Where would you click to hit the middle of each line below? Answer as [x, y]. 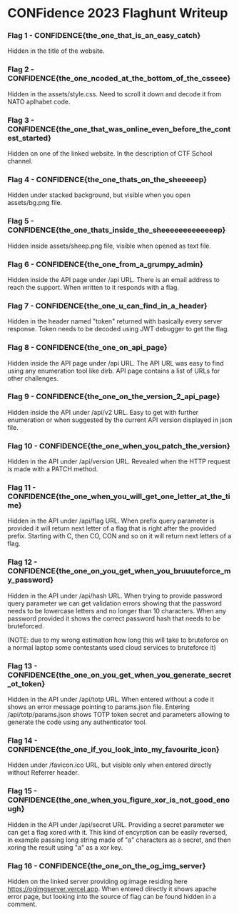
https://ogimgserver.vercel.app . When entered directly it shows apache [112, 889]
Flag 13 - [22, 666]
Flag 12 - [22, 562]
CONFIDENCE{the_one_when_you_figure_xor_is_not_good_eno [119, 800]
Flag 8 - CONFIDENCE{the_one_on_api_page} [87, 348]
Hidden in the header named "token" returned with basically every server [115, 321]
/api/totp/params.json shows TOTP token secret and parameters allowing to [119, 715]
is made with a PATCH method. [53, 469]
